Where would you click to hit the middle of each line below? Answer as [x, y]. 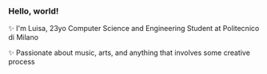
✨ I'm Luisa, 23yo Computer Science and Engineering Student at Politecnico [134, 29]
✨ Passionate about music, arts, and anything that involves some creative [129, 53]
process [22, 62]
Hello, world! [34, 11]
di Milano [23, 37]
